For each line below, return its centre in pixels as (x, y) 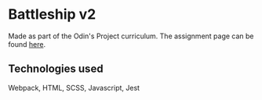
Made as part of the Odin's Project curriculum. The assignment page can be (131, 36)
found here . (27, 44)
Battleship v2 (52, 14)
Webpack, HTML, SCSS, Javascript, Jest (74, 87)
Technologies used (56, 69)
